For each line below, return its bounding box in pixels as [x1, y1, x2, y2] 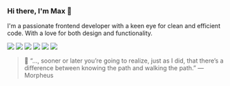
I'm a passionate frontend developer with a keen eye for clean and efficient [7, 22, 221, 30]
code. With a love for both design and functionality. [7, 29, 153, 37]
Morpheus [23, 72, 54, 80]
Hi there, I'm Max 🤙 [7, 6, 73, 16]
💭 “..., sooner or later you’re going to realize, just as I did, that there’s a [23, 56, 224, 65]
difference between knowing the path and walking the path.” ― [23, 64, 204, 72]
